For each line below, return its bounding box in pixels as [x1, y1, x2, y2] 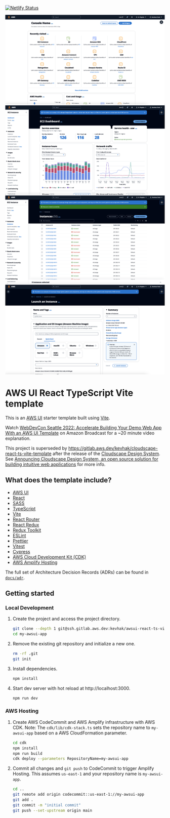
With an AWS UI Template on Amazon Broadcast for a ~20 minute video [5, 430, 155, 436]
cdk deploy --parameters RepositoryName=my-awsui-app [12, 756, 129, 761]
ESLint [12, 532, 26, 539]
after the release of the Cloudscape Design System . [52, 451, 160, 457]
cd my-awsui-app [12, 632, 47, 637]
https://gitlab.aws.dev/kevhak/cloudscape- [68, 445, 158, 451]
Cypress [12, 548, 30, 554]
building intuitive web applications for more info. [5, 461, 106, 467]
